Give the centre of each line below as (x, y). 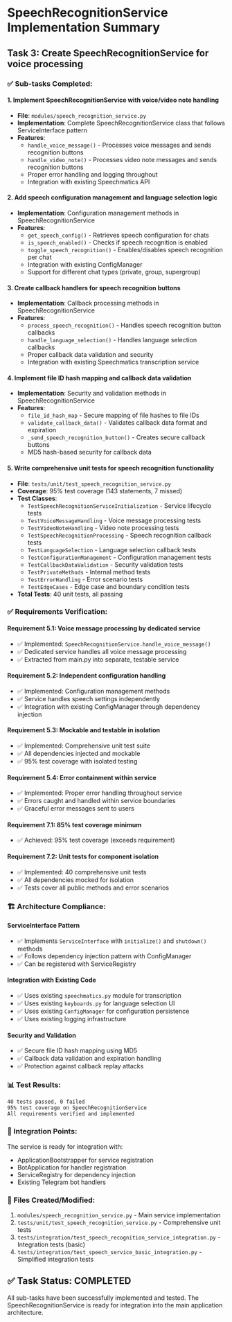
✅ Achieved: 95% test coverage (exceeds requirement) (96, 840)
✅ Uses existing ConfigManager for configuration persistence (103, 1011)
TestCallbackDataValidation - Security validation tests (105, 564)
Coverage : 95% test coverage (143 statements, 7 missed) (100, 491)
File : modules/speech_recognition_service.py (82, 115)
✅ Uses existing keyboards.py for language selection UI (96, 1003)
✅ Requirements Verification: (57, 612)
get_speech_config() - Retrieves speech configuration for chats (118, 235)
